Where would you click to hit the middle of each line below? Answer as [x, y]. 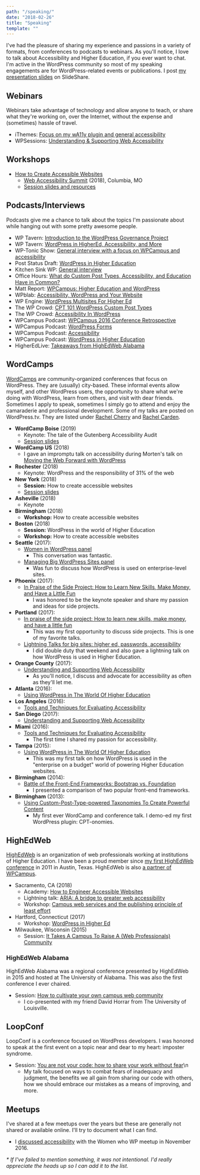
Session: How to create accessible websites [78, 485]
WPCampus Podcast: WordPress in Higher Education [80, 339]
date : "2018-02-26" [30, 17]
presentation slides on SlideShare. [48, 77]
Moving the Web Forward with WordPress [75, 460]
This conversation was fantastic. [72, 555]
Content [33, 809]
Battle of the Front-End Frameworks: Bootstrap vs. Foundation [100, 783]
